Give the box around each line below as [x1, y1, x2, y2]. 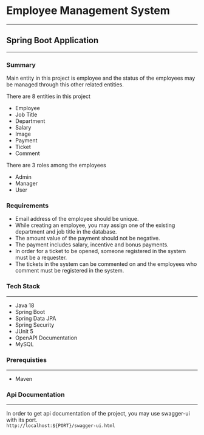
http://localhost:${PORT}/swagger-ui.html [6, 423, 115, 429]
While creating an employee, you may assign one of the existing [15, 221, 175, 229]
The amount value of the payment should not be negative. [15, 235, 160, 242]
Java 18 [15, 302, 35, 309]
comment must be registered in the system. [15, 267, 124, 274]
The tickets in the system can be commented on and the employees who [15, 260, 197, 268]
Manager [15, 180, 38, 187]
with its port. [6, 416, 38, 423]
